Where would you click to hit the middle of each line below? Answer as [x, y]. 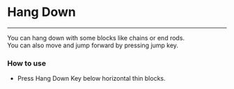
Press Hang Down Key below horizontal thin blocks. [91, 79]
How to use [27, 63]
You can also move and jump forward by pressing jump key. [93, 45]
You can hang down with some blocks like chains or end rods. [96, 38]
